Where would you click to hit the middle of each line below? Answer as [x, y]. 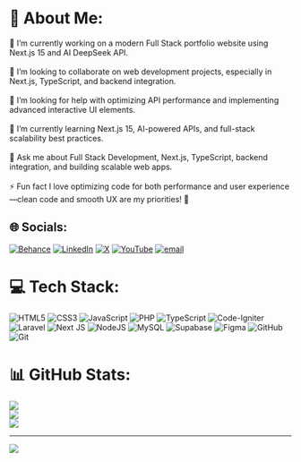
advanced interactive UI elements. [73, 109]
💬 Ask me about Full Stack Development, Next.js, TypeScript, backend [139, 157]
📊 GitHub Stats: [70, 374]
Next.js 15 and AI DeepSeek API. [69, 52]
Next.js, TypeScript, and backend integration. [93, 81]
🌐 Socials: [39, 227]
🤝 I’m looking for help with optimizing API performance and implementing [144, 100]
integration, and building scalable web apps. [91, 167]
